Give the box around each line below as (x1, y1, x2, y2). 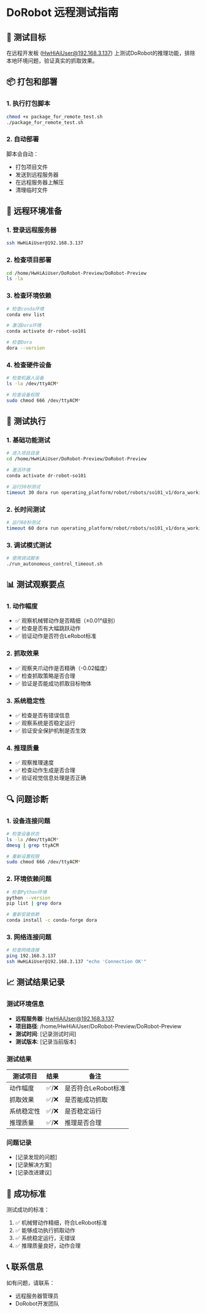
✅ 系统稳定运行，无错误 (15, 1234, 75, 1242)
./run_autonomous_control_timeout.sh (6, 561, 103, 567)
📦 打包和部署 (6, 77, 58, 87)
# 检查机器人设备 (6, 375, 44, 381)
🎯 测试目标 (6, 32, 46, 42)
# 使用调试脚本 (6, 555, 40, 561)
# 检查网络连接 (6, 947, 40, 953)
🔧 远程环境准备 (6, 206, 63, 217)
